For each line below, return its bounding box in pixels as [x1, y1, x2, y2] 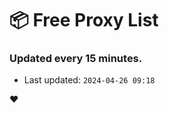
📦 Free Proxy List [9, 9, 159, 32]
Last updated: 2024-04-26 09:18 [23, 74, 156, 86]
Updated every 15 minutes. [9, 52, 143, 66]
